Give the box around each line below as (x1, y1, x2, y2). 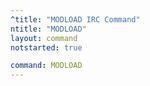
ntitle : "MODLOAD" (10, 24, 87, 34)
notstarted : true (10, 42, 83, 53)
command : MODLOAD (10, 61, 83, 71)
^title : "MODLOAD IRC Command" (10, 14, 141, 25)
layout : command (10, 33, 78, 43)
